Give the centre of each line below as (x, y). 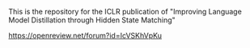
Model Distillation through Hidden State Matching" (92, 20)
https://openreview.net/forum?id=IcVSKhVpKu (85, 36)
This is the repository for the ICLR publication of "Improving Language (125, 12)
